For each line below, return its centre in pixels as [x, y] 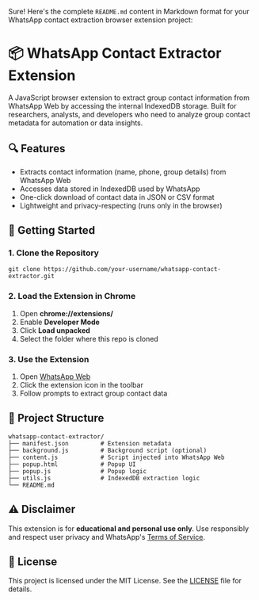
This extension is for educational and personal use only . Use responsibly [129, 528]
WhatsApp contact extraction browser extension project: [101, 20]
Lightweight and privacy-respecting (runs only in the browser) [121, 205]
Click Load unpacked [55, 330]
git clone [25, 269]
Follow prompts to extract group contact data [93, 394]
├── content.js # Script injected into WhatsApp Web [116, 457]
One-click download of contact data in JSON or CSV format [117, 197]
